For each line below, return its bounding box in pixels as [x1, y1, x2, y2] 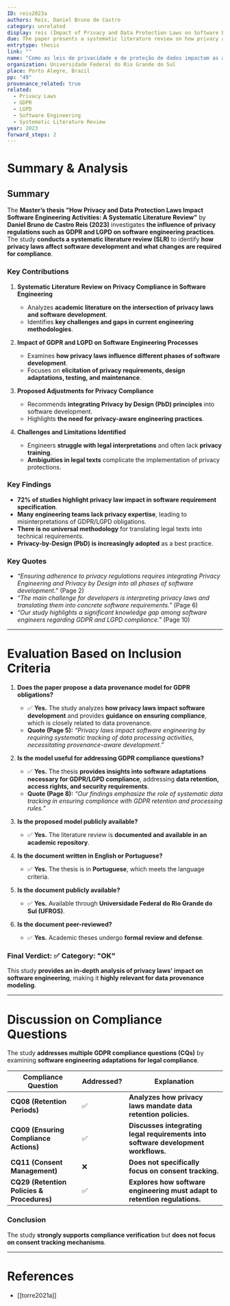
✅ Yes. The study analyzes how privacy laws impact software [27, 704, 205, 712]
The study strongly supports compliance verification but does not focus [7, 1231, 216, 1239]
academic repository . [27, 838, 90, 847]
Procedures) [10, 1194, 53, 1204]
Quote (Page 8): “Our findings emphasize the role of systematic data [27, 790, 223, 798]
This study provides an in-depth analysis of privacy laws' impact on [7, 967, 203, 975]
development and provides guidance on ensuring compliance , [27, 712, 207, 720]
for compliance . [7, 250, 53, 258]
